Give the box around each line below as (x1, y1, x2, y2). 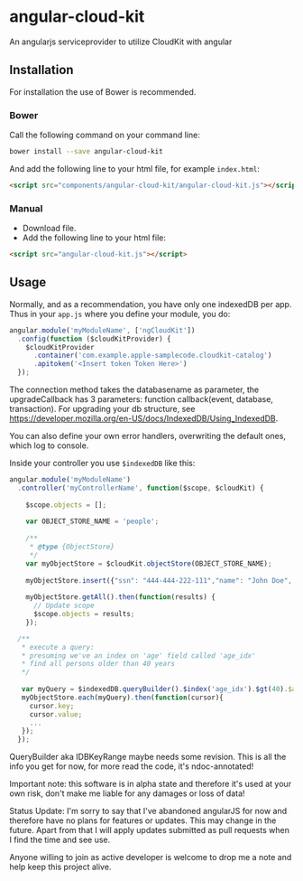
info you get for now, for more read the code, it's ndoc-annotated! (9, 761, 254, 772)
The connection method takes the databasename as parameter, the (9, 384, 260, 395)
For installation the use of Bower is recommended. (9, 86, 197, 97)
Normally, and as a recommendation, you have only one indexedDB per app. (9, 298, 292, 309)
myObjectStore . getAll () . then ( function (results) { (25, 593, 216, 602)
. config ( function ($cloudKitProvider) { (17, 334, 171, 343)
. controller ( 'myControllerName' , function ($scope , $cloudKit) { (17, 483, 264, 492)
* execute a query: (21, 642, 95, 651)
